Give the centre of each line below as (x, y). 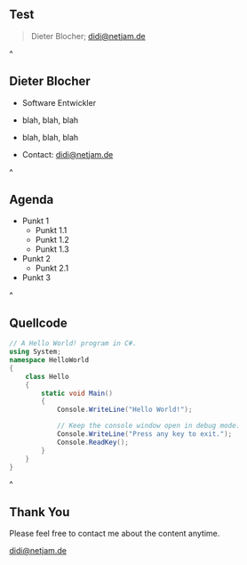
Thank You (40, 512)
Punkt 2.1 (52, 268)
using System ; (36, 352)
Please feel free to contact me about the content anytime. (115, 534)
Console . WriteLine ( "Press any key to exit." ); (144, 434)
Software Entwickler (59, 102)
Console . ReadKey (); (92, 442)
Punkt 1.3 (52, 249)
